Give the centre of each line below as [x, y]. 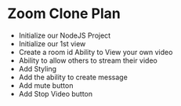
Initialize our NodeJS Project [65, 35]
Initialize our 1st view [52, 43]
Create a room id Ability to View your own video [96, 52]
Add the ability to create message [73, 77]
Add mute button [46, 85]
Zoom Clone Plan [64, 14]
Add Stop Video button [56, 93]
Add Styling [37, 68]
